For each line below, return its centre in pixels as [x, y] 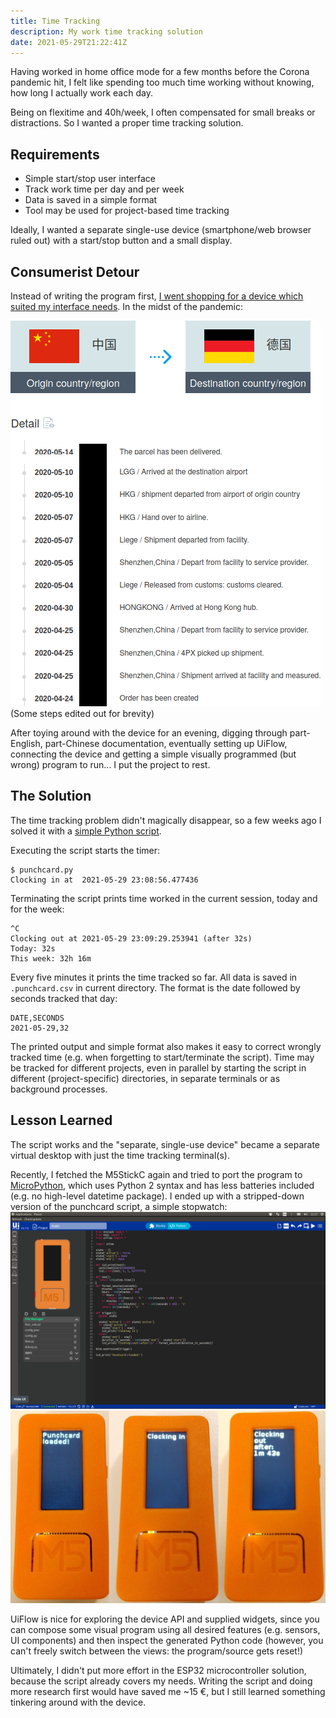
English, [26, 743]
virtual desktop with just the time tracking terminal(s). [120, 1155]
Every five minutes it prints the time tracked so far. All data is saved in [154, 977]
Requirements [55, 154]
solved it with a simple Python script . [86, 831]
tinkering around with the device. [78, 1702]
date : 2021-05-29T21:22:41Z [69, 42]
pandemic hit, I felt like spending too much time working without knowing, [162, 82]
